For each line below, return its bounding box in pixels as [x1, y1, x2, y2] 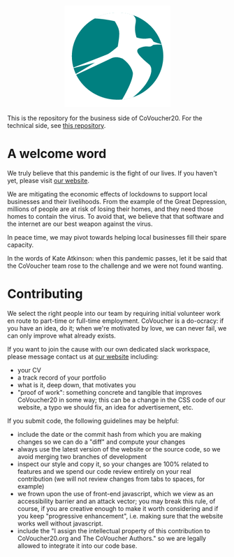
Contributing [7, 286, 83, 302]
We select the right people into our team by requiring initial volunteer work [7, 309, 221, 317]
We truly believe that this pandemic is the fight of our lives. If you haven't [7, 168, 218, 177]
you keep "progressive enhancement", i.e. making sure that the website [17, 512, 224, 520]
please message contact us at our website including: [7, 352, 159, 361]
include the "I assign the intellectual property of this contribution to [17, 526, 211, 535]
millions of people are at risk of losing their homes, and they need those [7, 205, 214, 213]
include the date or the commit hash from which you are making [17, 430, 202, 438]
